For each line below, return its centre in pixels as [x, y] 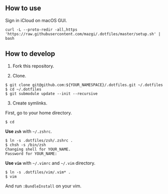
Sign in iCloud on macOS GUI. [36, 20]
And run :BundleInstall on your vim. [44, 186]
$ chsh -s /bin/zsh [26, 145]
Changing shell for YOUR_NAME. [38, 149]
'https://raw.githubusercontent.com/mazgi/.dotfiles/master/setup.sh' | [83, 34]
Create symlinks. [30, 103]
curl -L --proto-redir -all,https [41, 30]
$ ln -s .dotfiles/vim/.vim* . [38, 172]
